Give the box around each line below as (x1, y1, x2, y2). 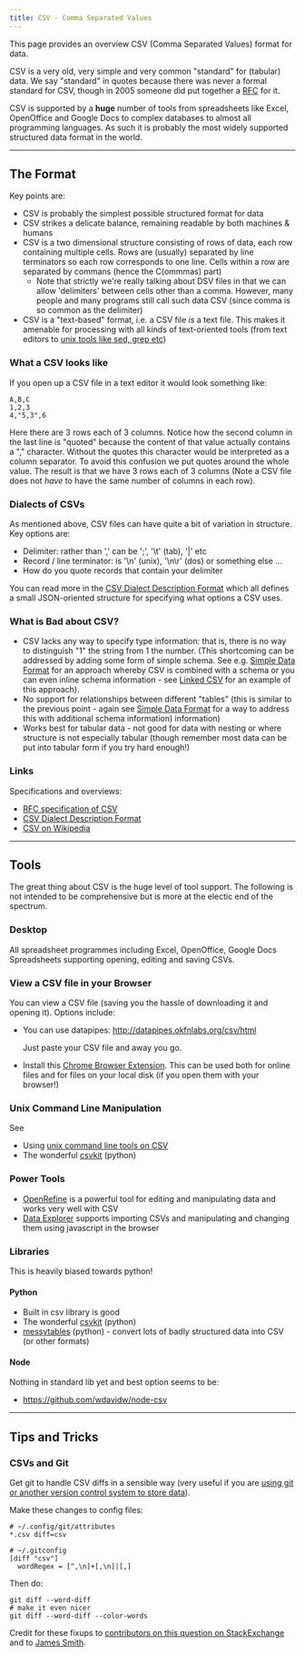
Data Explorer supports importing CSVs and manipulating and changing (22, 1212, 290, 1224)
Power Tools (9, 1173, 65, 1186)
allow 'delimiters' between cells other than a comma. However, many (35, 286, 293, 297)
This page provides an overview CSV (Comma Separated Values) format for (9, 38, 292, 49)
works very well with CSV (22, 1203, 119, 1214)
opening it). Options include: (9, 1007, 115, 1018)
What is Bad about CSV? (9, 615, 120, 628)
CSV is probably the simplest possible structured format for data (22, 208, 264, 219)
